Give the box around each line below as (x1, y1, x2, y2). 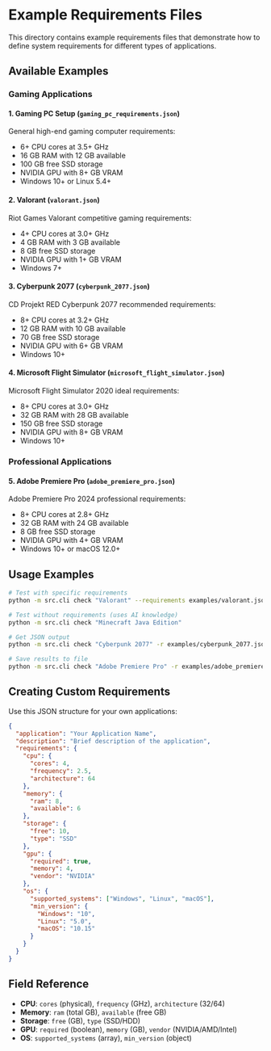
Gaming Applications (8, 89, 93, 100)
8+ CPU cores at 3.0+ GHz (19, 401, 110, 411)
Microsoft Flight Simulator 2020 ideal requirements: (8, 386, 180, 396)
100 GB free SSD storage (19, 159, 103, 169)
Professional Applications (8, 456, 112, 467)
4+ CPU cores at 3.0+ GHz (19, 229, 110, 238)
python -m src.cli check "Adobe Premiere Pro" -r (8, 662, 179, 671)
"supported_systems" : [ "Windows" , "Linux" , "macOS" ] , (29, 894, 215, 902)
